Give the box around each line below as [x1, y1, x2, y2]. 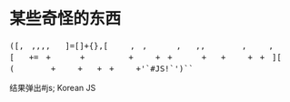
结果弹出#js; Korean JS [9, 82, 96, 93]
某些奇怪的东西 [9, 8, 122, 29]
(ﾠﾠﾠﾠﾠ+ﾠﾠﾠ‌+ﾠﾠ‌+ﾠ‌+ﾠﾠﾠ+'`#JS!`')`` [9, 63, 194, 74]
